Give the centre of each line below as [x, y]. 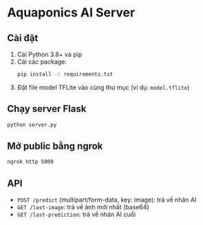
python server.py [32, 125]
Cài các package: [42, 62]
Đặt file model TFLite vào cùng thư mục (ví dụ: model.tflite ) [103, 87]
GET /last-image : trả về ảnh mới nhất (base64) [83, 207]
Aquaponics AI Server [71, 13]
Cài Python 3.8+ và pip [50, 54]
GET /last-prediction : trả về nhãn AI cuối [76, 215]
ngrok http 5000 [30, 162]
